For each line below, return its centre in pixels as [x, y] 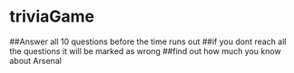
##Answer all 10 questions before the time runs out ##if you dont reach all [148, 41]
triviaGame [52, 17]
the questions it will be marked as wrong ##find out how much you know [145, 50]
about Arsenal [35, 60]
